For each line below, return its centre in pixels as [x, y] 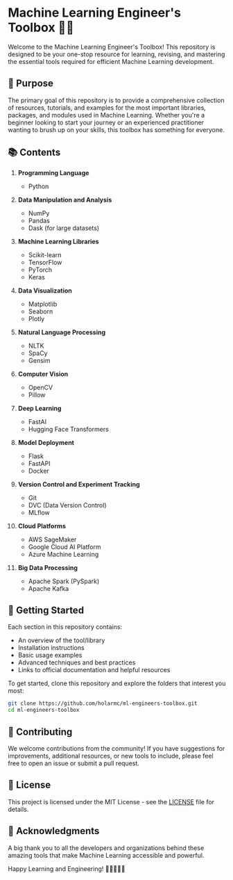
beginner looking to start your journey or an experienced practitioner [106, 122]
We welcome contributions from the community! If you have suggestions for [116, 748]
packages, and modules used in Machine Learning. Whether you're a [106, 115]
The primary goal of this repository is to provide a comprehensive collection [116, 100]
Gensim [39, 360]
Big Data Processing [48, 567]
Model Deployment [46, 442]
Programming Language [53, 172]
